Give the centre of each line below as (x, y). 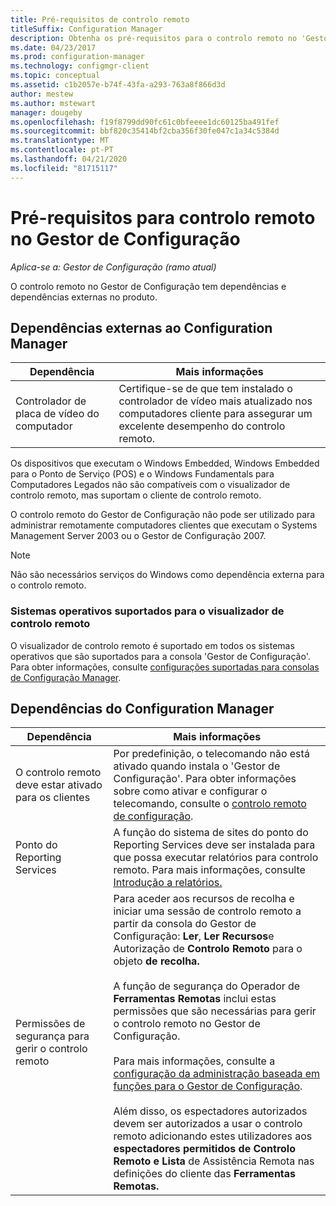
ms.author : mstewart (53, 103)
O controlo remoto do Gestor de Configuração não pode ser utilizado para (163, 515)
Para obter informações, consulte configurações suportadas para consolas (165, 667)
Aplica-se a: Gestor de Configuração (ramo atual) (113, 267)
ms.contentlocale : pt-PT (62, 150)
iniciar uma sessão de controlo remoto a (207, 911)
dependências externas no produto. (84, 297)
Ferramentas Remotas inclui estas (195, 999)
